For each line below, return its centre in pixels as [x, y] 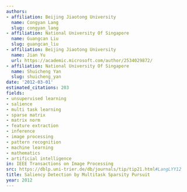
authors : [17, 11]
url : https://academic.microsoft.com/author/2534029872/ [82, 60]
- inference [20, 131]
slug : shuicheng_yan [36, 77]
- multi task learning [34, 109]
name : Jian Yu [28, 55]
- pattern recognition [34, 142]
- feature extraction [32, 126]
